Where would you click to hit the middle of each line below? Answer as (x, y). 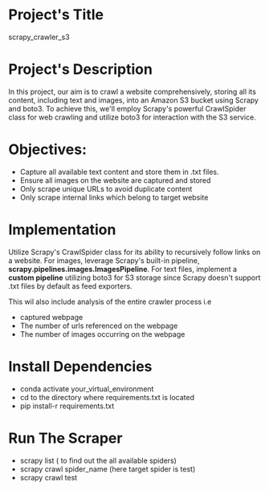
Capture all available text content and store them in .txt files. (119, 172)
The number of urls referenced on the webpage (99, 326)
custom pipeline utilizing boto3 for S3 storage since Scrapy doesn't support (134, 277)
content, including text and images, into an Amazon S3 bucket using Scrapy (134, 100)
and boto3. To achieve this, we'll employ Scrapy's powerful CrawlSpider (127, 108)
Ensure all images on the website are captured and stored (115, 180)
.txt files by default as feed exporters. (70, 285)
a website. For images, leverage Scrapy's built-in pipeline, (104, 260)
